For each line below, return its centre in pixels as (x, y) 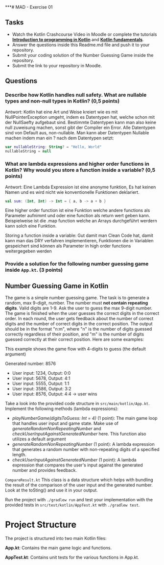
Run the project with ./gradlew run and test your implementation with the (79, 500)
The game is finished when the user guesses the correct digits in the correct (82, 313)
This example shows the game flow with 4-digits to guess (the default (75, 349)
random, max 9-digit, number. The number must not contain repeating (77, 303)
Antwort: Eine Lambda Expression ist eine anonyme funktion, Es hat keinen (81, 187)
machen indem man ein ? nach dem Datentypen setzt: (59, 138)
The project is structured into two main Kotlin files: (56, 539)
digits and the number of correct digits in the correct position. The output (79, 324)
